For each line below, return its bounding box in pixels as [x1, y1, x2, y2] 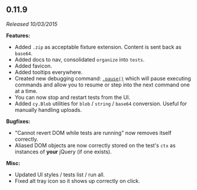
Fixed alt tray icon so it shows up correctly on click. [14, 177, 140, 184]
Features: [6, 32, 31, 39]
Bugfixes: [6, 118, 31, 125]
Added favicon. [14, 62, 52, 69]
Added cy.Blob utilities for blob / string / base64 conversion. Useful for [14, 100, 188, 107]
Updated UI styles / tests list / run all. [14, 171, 105, 178]
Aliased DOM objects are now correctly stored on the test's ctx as [14, 141, 176, 149]
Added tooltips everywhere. [14, 68, 83, 76]
